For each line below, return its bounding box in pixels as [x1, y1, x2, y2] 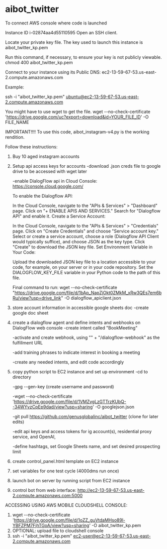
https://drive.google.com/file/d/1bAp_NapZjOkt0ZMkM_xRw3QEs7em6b [14, 290, 162, 296]
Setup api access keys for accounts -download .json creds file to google [12, 163, 161, 169]
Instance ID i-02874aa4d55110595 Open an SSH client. [5, 29, 118, 35]
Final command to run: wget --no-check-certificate [12, 284, 118, 290]
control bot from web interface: [12, 487, 77, 493]
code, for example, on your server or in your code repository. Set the [12, 264, 153, 270]
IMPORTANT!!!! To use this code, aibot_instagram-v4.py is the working [5, 128, 150, 135]
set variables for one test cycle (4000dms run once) [12, 468, 119, 474]
